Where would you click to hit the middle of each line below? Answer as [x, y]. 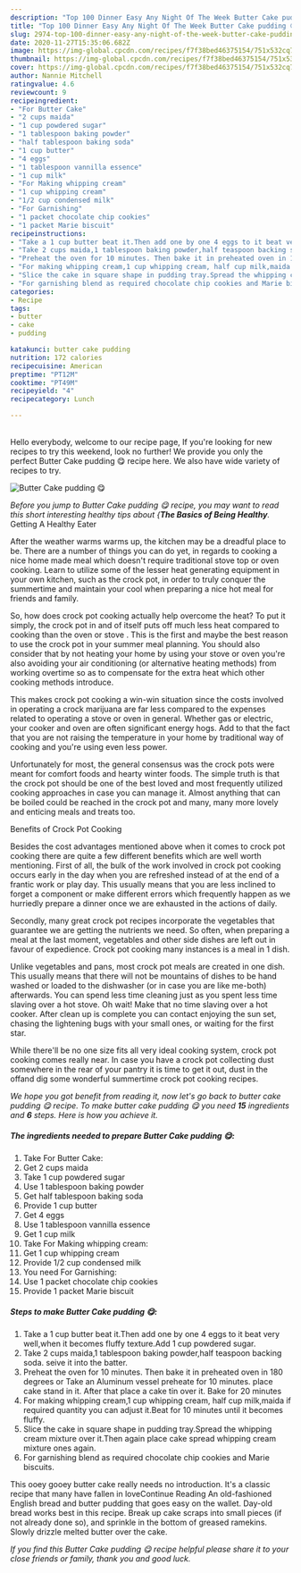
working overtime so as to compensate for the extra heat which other [138, 673]
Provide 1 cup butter [60, 1205]
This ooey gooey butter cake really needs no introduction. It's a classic [140, 1484]
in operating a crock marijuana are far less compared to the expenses [138, 709]
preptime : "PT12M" [44, 374]
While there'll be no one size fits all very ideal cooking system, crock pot [143, 1050]
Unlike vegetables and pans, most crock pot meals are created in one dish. [147, 967]
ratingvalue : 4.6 [42, 84]
